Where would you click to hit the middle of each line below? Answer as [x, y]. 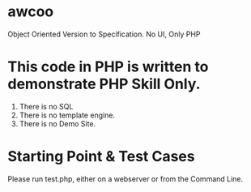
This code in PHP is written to [108, 67]
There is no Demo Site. [57, 123]
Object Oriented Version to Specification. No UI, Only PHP [104, 34]
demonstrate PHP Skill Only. [104, 84]
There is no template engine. [67, 115]
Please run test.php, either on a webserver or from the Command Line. [125, 179]
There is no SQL [46, 106]
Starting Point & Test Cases [101, 157]
